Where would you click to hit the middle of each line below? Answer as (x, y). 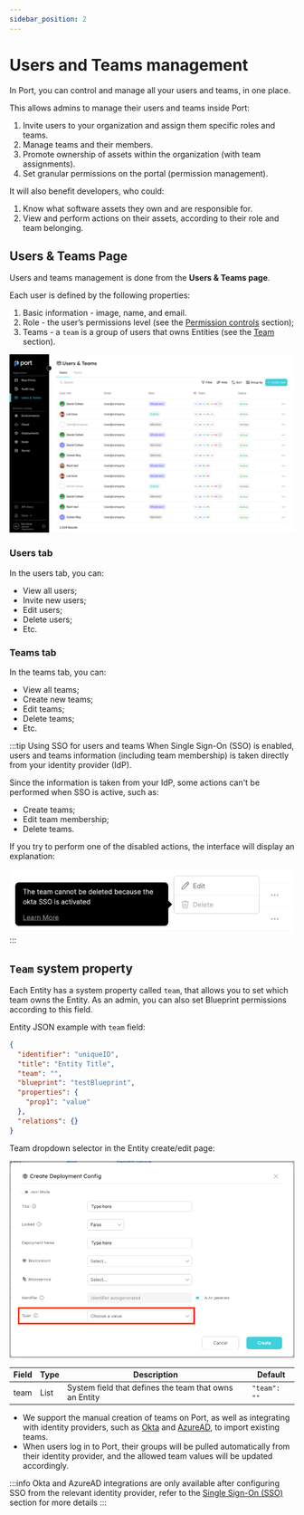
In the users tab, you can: (57, 573)
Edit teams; (43, 709)
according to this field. (51, 1009)
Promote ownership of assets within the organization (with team (141, 154)
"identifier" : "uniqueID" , (68, 1054)
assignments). (49, 164)
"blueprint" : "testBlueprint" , (76, 1083)
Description (155, 1375)
